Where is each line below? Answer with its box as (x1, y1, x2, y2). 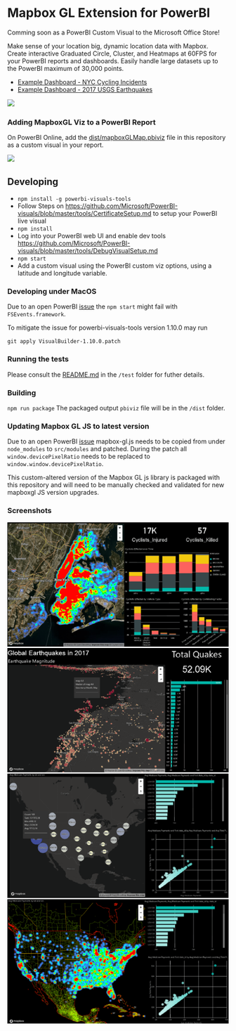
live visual (17, 216, 47, 226)
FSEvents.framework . (7, 310, 66, 318)
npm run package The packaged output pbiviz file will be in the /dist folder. (7, 403, 225, 412)
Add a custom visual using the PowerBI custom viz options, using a (17, 261, 212, 270)
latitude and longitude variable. (17, 269, 107, 278)
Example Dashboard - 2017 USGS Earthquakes (17, 85, 153, 93)
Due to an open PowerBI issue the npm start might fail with (7, 302, 178, 311)
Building (7, 388, 37, 398)
